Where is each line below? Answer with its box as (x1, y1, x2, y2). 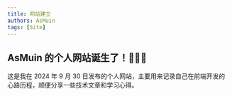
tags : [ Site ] (7, 23, 46, 31)
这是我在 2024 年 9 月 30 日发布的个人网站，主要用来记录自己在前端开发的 (7, 72, 226, 80)
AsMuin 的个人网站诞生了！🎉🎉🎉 (7, 51, 147, 64)
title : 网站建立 (7, 10, 51, 18)
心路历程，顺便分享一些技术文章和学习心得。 (7, 81, 138, 90)
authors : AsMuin (7, 17, 55, 24)
